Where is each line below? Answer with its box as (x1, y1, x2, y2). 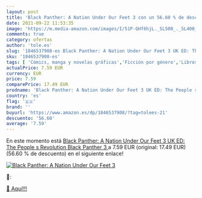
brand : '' (6, 104, 31, 110)
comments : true (6, 31, 44, 37)
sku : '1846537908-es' (6, 54, 61, 60)
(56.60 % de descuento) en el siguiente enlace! (6, 150, 124, 157)
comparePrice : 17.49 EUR (6, 82, 69, 88)
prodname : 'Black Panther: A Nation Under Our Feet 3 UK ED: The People (6, 87, 192, 93)
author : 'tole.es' (6, 43, 52, 49)
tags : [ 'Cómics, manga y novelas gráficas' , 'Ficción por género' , (6, 59, 179, 65)
